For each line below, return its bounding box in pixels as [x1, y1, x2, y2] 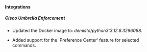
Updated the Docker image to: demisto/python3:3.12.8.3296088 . [12, 27, 143, 33]
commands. [12, 42, 36, 48]
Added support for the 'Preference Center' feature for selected [12, 37, 139, 43]
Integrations [5, 4, 31, 10]
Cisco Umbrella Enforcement [5, 15, 65, 21]
